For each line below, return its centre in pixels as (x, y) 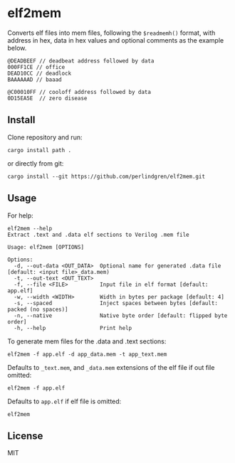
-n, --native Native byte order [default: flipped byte (121, 315)
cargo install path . (40, 150)
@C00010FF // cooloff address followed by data (79, 92)
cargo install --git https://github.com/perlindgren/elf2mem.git (106, 176)
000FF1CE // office (36, 67)
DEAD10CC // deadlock (40, 73)
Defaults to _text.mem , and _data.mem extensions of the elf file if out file (111, 367)
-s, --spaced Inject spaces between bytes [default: (116, 303)
